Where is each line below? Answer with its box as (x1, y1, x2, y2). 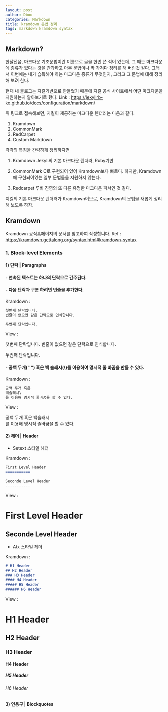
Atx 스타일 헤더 (12, 544, 43, 550)
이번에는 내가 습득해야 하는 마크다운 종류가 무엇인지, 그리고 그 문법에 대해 (10, 71, 154, 77)
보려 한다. (10, 77, 30, 83)
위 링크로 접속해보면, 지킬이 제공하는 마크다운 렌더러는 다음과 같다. (5, 110, 135, 116)
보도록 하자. (10, 202, 34, 208)
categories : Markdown (5, 17, 51, 22)
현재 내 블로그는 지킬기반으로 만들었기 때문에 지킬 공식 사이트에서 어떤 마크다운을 (5, 88, 163, 94)
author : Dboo (5, 12, 33, 17)
